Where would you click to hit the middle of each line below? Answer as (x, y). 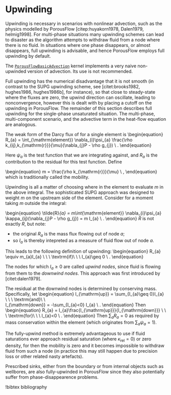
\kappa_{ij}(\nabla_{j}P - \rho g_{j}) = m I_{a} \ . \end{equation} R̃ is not (80, 218)
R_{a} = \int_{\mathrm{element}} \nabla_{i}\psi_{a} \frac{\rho (69, 140)
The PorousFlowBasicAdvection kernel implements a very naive (71, 66)
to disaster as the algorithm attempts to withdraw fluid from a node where (83, 40)
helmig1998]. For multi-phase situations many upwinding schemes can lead (85, 34)
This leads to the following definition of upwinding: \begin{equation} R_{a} (83, 251)
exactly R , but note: (26, 224)
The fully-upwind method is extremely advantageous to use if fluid (75, 333)
